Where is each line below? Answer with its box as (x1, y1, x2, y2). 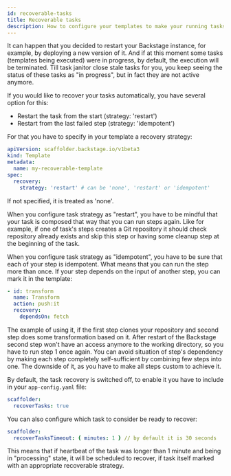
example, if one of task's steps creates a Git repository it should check (7, 225, 208, 233)
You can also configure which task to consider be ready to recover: (7, 415, 197, 423)
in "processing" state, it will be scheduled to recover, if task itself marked (7, 454, 214, 462)
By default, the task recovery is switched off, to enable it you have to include (7, 375, 224, 383)
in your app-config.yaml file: (7, 383, 87, 391)
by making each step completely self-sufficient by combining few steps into (7, 354, 222, 363)
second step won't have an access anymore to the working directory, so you (7, 340, 224, 348)
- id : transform (7, 288, 54, 295)
